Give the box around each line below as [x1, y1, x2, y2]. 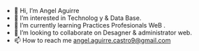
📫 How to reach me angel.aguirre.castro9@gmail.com [13, 37, 171, 44]
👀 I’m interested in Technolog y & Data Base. [13, 14, 142, 22]
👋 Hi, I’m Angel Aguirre [13, 7, 80, 14]
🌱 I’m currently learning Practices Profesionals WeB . [13, 21, 166, 29]
